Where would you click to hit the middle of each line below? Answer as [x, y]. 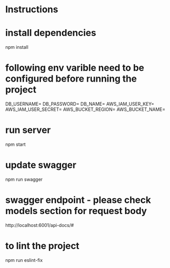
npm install [17, 47]
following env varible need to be [75, 68]
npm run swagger [24, 179]
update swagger [41, 165]
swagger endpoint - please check [78, 200]
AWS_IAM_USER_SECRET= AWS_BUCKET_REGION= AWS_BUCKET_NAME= [85, 109]
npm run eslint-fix [24, 260]
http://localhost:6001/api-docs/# [40, 225]
